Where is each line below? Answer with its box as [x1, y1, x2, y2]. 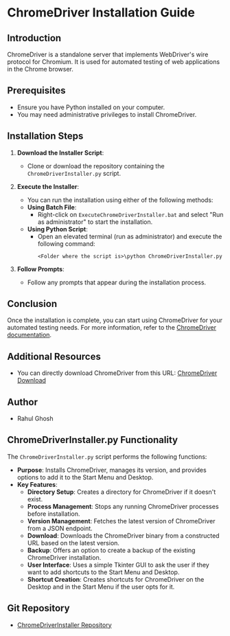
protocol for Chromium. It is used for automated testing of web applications [7, 58, 220, 66]
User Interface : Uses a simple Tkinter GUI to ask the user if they [27, 560, 209, 569]
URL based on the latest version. [27, 538, 120, 547]
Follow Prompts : [16, 264, 65, 273]
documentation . [7, 331, 52, 339]
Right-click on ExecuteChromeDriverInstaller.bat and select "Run [37, 210, 224, 218]
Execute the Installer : [16, 182, 80, 190]
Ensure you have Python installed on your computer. [16, 103, 165, 111]
